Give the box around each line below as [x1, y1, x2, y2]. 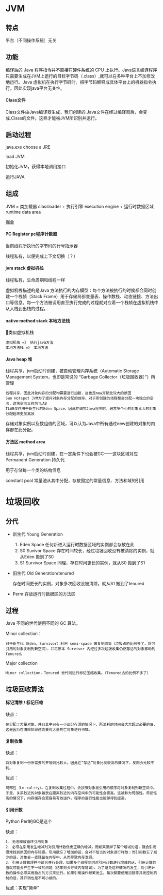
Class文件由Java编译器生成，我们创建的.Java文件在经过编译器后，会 [5, 109, 143, 115]
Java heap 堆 [5, 356, 33, 362]
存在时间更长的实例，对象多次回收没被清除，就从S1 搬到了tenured [12, 580, 145, 586]
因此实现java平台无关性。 [14, 85, 65, 91]
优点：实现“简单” [5, 885, 39, 891]
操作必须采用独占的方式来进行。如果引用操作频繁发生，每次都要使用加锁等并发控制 [12, 871, 154, 875]
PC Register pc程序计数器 [5, 231, 57, 237]
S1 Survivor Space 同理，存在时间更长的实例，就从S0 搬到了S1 [19, 559, 145, 566]
